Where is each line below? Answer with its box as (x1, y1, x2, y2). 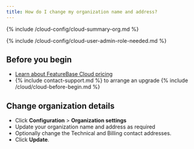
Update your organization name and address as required (14, 123, 155, 130)
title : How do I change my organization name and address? (6, 8, 158, 15)
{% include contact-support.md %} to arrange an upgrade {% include (14, 77, 189, 84)
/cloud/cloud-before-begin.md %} (14, 83, 101, 90)
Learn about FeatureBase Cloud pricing (14, 71, 113, 78)
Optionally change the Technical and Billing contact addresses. (14, 130, 172, 137)
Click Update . (14, 136, 49, 144)
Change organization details (6, 101, 115, 111)
